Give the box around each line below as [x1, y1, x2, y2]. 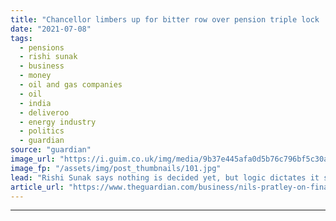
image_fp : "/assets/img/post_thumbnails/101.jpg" [10, 163, 222, 173]
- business [19, 61, 65, 71]
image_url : [10, 154, 56, 164]
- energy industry [19, 117, 97, 127]
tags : [10, 33, 33, 43]
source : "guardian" [10, 145, 92, 155]
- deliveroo [19, 107, 70, 118]
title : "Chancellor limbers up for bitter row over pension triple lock [10, 14, 320, 25]
